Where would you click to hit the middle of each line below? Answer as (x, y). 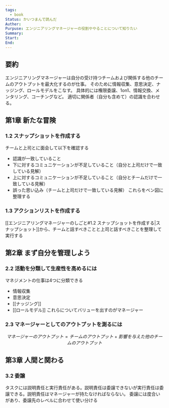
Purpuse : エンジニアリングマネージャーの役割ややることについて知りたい (71, 29)
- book (17, 15)
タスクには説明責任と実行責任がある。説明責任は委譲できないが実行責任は (82, 388)
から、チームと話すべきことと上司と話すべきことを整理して (101, 229)
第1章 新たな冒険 (31, 120)
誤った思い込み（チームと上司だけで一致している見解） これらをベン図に (88, 190)
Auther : (13, 24)
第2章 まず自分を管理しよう (48, 253)
